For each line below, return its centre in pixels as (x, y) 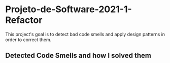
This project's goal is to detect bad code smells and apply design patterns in (85, 34)
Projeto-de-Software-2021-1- (69, 9)
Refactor (24, 20)
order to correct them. (28, 40)
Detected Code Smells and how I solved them (78, 56)
